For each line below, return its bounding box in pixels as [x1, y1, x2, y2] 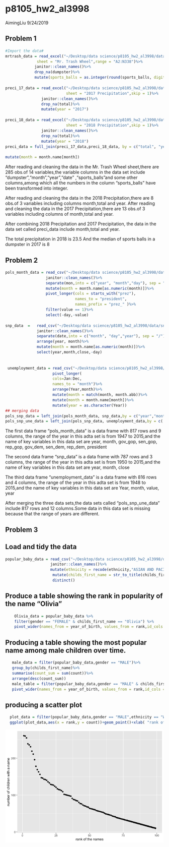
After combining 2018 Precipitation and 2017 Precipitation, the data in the [5, 221, 157, 227]
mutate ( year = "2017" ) [41, 107, 89, 112]
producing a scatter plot [5, 700, 82, 709]
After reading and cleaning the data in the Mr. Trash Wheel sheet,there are [5, 164, 159, 170]
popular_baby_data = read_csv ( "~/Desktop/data [5, 557, 105, 562]
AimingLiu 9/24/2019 [5, 20, 49, 26]
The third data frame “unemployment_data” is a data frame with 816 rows [5, 474, 157, 480]
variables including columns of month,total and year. [5, 211, 114, 217]
